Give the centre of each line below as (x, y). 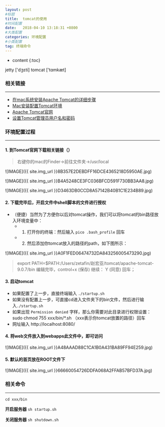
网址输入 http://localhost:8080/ (43, 324)
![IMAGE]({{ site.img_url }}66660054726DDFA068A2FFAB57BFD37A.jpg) (79, 370)
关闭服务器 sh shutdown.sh (32, 419)
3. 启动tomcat (19, 282)
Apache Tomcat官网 (32, 112)
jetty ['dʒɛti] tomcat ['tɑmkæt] (36, 70)
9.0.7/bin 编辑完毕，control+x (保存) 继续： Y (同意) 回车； (76, 269)
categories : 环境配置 (26, 37)
